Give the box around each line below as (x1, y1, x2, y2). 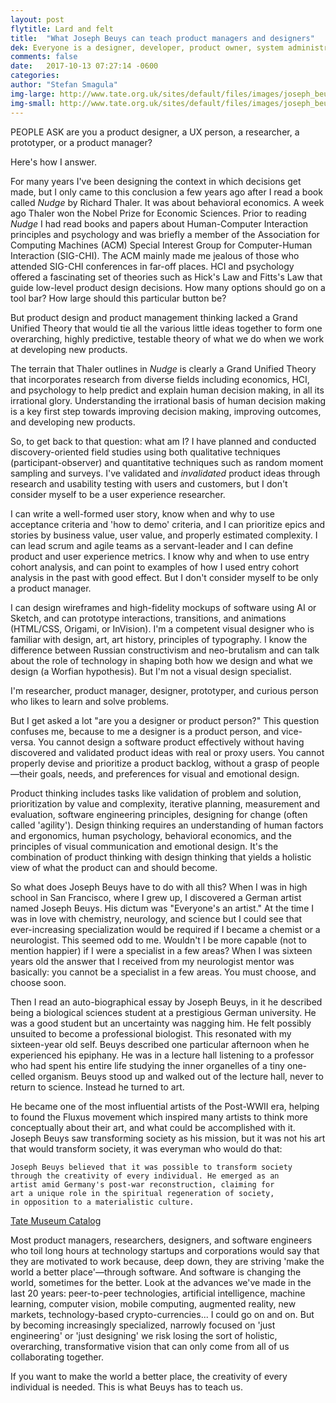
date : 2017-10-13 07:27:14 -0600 (10, 61, 159, 71)
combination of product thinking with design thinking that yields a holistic (10, 851, 312, 863)
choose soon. (10, 976, 67, 988)
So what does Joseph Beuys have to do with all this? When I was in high (10, 881, 308, 893)
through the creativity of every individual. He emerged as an (10, 1171, 280, 1181)
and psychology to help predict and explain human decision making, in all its (10, 384, 325, 396)
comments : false (10, 52, 78, 62)
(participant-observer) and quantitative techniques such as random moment (10, 456, 324, 468)
